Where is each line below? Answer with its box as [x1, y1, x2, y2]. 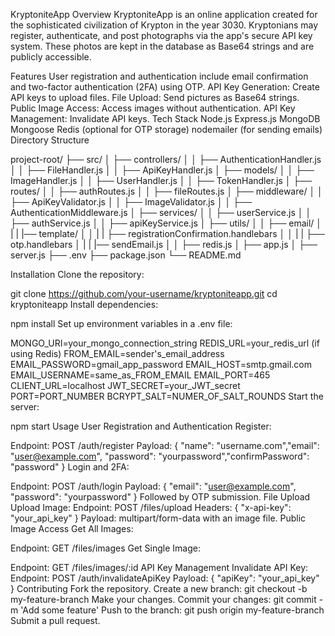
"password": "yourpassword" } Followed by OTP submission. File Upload [10, 491, 311, 503]
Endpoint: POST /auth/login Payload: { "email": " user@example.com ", [10, 480, 297, 492]
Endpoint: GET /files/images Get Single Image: [10, 542, 201, 554]
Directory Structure [10, 134, 90, 146]
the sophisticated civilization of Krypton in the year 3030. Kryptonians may [10, 19, 319, 31]
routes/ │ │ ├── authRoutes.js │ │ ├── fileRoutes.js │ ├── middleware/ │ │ [10, 185, 323, 197]
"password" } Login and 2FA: [10, 461, 130, 473]
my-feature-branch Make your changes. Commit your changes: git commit [10, 594, 317, 605]
